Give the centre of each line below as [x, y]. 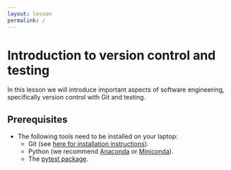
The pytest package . [58, 159]
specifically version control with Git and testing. [77, 97]
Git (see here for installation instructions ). [88, 144]
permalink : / [26, 20]
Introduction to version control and [112, 55]
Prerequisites [37, 120]
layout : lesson [30, 14]
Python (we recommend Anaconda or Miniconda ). [101, 152]
